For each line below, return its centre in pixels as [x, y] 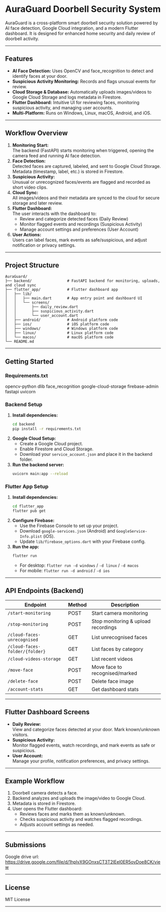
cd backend [23, 425]
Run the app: [26, 547]
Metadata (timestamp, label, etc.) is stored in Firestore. [68, 171]
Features [19, 59]
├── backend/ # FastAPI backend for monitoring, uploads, [83, 281]
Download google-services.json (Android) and [67, 531]
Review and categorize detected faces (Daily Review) [74, 218]
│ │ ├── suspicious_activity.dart [49, 311]
